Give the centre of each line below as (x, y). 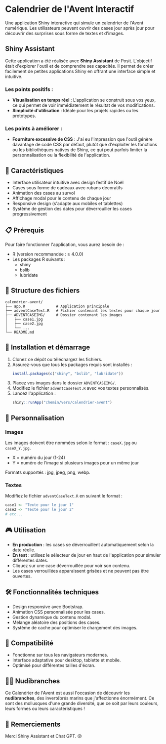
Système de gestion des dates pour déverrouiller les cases (72, 209)
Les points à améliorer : (34, 128)
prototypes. (24, 116)
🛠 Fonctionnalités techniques (52, 592)
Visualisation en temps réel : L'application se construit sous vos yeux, (84, 100)
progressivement (29, 214)
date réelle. (24, 550)
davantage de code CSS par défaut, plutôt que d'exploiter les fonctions (84, 145)
